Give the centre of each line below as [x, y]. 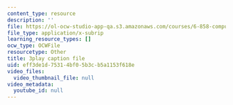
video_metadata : [31, 84]
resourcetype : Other [37, 52]
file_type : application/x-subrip [55, 33]
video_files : [26, 71]
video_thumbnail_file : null [54, 78]
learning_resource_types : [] [49, 39]
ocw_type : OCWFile [34, 46]
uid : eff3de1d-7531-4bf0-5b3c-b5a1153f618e [71, 65]
